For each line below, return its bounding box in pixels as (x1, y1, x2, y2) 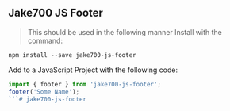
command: (27, 36, 63, 45)
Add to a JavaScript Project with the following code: (8, 65, 178, 75)
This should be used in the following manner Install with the (27, 27, 222, 36)
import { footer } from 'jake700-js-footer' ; (8, 80, 161, 88)
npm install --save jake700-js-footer (8, 51, 136, 59)
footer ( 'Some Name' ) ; (8, 87, 80, 96)
